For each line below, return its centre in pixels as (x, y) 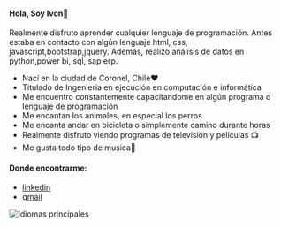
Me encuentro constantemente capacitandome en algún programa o (146, 97)
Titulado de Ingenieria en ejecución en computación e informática (142, 87)
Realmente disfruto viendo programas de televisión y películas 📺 (140, 135)
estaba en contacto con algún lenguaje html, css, (99, 42)
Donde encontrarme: (48, 168)
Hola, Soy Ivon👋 (39, 13)
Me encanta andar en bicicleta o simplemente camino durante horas (146, 125)
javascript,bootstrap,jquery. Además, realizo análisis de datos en (127, 52)
